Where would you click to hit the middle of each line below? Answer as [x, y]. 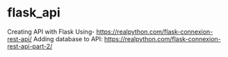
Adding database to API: [68, 38]
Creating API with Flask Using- [51, 32]
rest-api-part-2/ [30, 46]
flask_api [34, 13]
